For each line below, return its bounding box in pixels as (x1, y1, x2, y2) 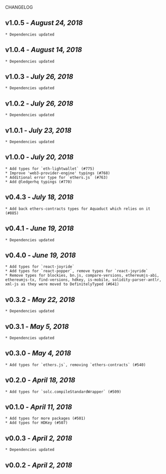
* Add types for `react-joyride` (5, 264, 75, 269)
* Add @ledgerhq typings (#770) (5, 179, 72, 184)
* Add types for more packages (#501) (5, 416, 86, 421)
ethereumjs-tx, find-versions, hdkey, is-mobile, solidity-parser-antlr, (5, 277, 162, 282)
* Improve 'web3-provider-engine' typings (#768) (5, 170, 111, 176)
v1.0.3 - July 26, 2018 (5, 73, 74, 81)
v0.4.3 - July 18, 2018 (5, 193, 74, 202)
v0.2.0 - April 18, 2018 (5, 376, 76, 384)
